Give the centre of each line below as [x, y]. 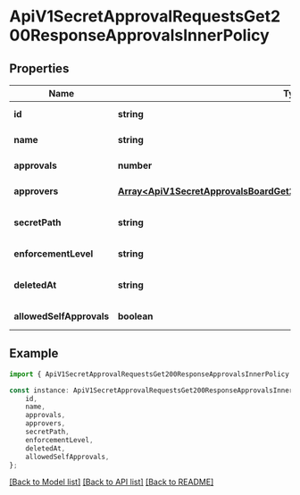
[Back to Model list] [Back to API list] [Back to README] [112, 482]
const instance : [39, 390]
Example [34, 353]
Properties [39, 68]
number [135, 165]
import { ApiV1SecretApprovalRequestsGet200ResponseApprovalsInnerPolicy [150, 374]
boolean [135, 316]
